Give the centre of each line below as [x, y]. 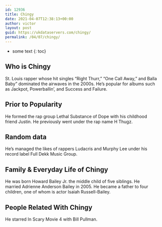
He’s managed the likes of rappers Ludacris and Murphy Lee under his [76, 149]
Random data [26, 137]
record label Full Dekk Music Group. [41, 154]
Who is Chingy [28, 67]
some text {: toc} [29, 51]
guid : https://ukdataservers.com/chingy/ [48, 32]
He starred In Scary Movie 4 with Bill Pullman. [51, 219]
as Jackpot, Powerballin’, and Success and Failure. [56, 89]
